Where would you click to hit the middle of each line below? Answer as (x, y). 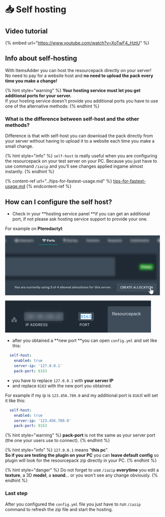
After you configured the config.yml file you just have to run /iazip (73, 504)
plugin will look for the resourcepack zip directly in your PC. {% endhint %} (81, 461)
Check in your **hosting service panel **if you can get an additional (81, 214)
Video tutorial (27, 31)
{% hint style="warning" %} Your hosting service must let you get (73, 90)
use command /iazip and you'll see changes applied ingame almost (74, 166)
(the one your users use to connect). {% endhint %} (57, 441)
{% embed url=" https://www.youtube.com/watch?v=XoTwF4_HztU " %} (77, 43)
